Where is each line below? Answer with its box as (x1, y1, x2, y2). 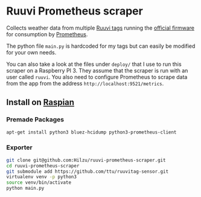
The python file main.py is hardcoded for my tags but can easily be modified (6, 42, 196, 50)
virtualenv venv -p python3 (6, 174, 77, 180)
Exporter (6, 143, 33, 152)
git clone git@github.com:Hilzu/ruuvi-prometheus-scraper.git (6, 157, 166, 163)
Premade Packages (6, 115, 65, 124)
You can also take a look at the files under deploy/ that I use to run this (6, 60, 182, 68)
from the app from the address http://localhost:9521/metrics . (6, 80, 164, 87)
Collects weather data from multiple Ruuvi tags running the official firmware (6, 24, 195, 31)
